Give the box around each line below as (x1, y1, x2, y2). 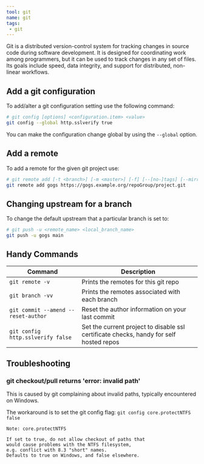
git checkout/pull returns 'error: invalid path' (6, 377, 141, 385)
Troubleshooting (6, 359, 71, 369)
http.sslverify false (9, 334, 72, 341)
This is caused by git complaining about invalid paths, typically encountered (6, 390, 196, 398)
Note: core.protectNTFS (6, 426, 67, 432)
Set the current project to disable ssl (81, 322, 185, 331)
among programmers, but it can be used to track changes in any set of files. (6, 55, 196, 63)
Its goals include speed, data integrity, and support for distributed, (6, 62, 172, 69)
